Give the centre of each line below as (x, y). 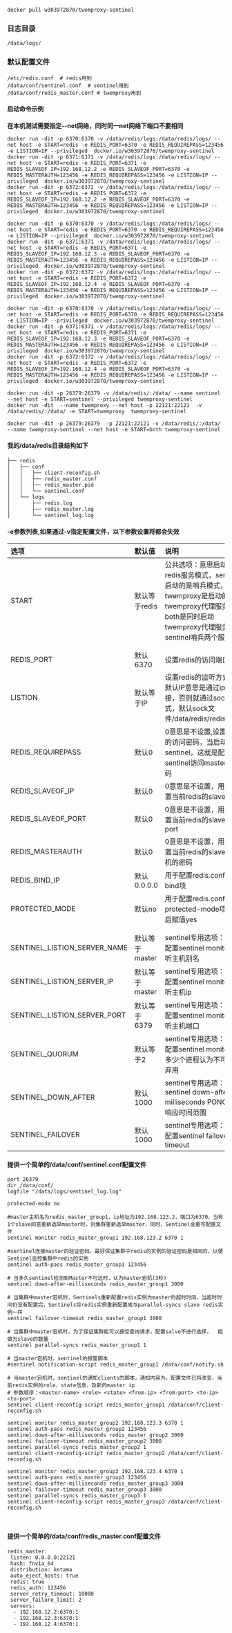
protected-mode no (33, 1204)
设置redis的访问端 (194, 660)
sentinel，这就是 (192, 752)
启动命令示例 (25, 109)
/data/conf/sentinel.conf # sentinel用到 (68, 85)
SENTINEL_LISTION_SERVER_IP (62, 982)
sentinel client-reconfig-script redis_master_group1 (86, 1405)
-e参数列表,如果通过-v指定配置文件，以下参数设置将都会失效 (93, 531)
